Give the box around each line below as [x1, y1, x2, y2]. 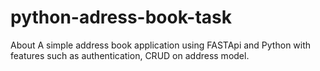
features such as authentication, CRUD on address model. [10, 49, 250, 61]
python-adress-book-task [10, 6, 232, 29]
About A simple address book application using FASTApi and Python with [10, 39, 312, 51]
